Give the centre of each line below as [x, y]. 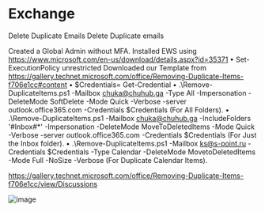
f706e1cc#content [38, 85]
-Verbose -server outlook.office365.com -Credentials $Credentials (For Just [132, 134]
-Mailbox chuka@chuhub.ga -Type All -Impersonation [159, 93]
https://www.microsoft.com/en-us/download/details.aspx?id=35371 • [121, 59]
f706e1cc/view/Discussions [53, 184]
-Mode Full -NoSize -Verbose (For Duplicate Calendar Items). [108, 160]
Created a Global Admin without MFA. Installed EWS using [103, 51]
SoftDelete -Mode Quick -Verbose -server [119, 101]
